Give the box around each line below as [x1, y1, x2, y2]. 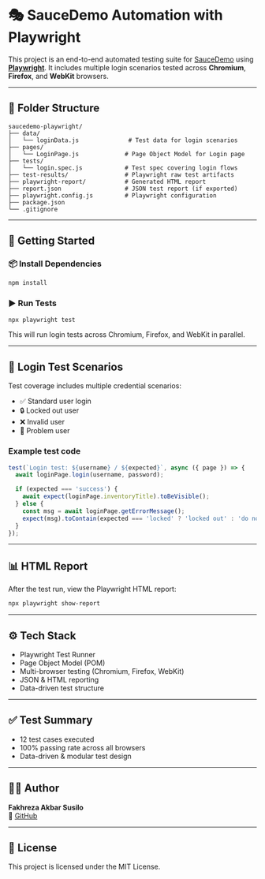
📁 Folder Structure [8, 102, 100, 115]
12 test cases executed [19, 735, 95, 744]
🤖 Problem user [19, 426, 70, 436]
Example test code [8, 446, 81, 457]
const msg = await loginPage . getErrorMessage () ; [22, 507, 185, 515]
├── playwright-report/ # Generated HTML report [8, 178, 207, 185]
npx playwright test [8, 316, 77, 324]
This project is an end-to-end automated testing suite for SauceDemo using [8, 54, 254, 64]
